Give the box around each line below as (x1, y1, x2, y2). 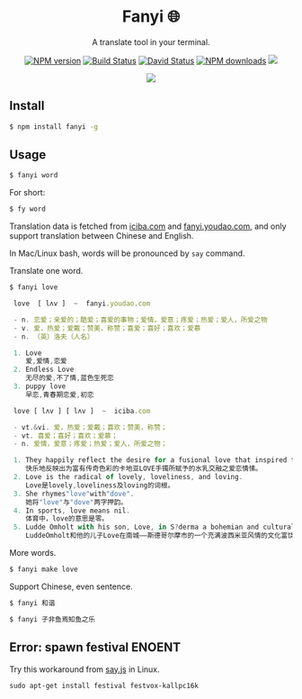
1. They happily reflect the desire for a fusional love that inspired (13, 456, 288, 465)
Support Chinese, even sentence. (9, 581, 133, 592)
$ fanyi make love (9, 565, 78, 574)
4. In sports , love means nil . (13, 506, 130, 515)
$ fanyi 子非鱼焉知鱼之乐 (9, 614, 96, 623)
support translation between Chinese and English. (9, 231, 194, 241)
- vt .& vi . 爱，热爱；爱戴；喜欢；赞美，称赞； (13, 422, 168, 431)
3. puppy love (13, 382, 67, 391)
